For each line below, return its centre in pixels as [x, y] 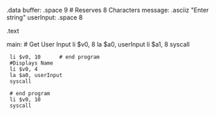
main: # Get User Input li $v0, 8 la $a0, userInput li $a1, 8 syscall [98, 44]
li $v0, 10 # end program [54, 57]
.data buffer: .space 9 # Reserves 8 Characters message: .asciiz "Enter [108, 10]
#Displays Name [31, 63]
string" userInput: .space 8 [45, 17]
